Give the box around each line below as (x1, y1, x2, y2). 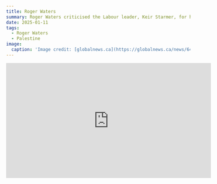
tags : (6, 25, 19, 31)
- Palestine (11, 36, 41, 41)
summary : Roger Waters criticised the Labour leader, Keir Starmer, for (6, 14, 187, 20)
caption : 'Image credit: (11, 47, 72, 53)
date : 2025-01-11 (6, 19, 49, 25)
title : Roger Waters (6, 8, 57, 15)
